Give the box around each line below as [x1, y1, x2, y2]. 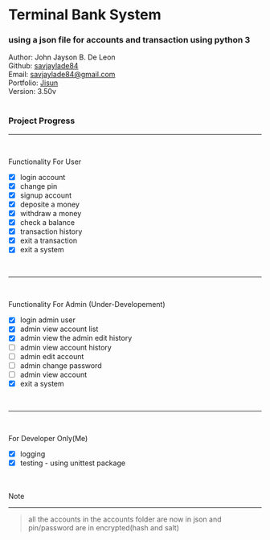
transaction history [19, 227, 83, 236]
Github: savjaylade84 [8, 61, 79, 71]
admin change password [19, 360, 102, 370]
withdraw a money [19, 209, 82, 219]
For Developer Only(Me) [8, 433, 88, 443]
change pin [19, 181, 58, 190]
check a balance [19, 218, 75, 227]
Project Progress [8, 115, 76, 126]
